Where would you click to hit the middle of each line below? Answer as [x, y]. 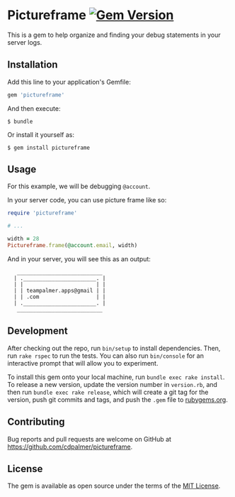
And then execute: [34, 108]
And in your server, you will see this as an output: [79, 258]
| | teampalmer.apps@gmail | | [60, 290]
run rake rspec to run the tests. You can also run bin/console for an [105, 356]
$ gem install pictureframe [49, 148]
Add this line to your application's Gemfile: [69, 82]
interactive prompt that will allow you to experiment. [83, 363]
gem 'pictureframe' [36, 95]
